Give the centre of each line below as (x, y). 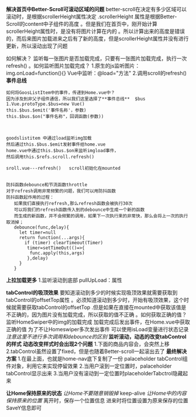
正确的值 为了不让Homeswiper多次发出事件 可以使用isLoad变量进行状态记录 (97, 329)
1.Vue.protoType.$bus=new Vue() (45, 104)
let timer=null (38, 233)
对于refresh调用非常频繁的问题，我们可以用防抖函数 (61, 191)
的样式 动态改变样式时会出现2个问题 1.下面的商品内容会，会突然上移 (88, 344)
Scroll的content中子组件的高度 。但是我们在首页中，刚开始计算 (82, 24)
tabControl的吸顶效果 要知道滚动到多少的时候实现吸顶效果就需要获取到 (92, 292)
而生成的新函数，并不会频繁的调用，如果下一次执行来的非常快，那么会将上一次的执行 (101, 216)
